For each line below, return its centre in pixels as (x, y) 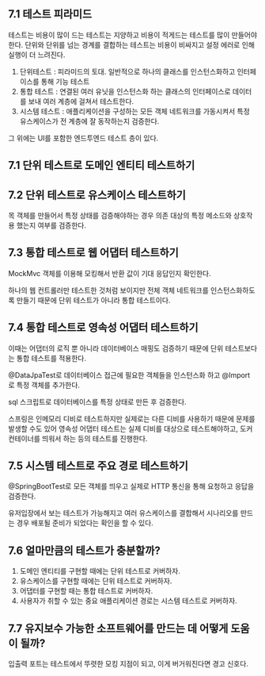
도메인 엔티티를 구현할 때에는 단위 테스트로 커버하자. (100, 571)
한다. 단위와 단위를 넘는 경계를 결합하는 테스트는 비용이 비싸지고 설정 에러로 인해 (132, 44)
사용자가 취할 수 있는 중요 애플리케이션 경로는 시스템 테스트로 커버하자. (128, 601)
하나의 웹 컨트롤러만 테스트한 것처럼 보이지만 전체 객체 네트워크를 (109, 290)
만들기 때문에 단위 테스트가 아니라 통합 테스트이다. (93, 300)
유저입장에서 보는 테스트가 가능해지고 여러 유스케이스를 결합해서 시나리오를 (123, 513)
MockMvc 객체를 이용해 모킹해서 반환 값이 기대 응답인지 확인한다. (110, 273)
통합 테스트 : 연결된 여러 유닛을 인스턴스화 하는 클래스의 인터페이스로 (125, 91)
